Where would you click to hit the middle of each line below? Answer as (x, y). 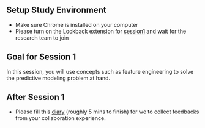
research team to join (42, 37)
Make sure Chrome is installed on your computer (77, 24)
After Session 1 (35, 97)
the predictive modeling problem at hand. (58, 78)
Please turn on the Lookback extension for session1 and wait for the (101, 31)
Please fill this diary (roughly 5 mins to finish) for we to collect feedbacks (107, 112)
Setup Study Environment (57, 10)
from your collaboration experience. (60, 118)
